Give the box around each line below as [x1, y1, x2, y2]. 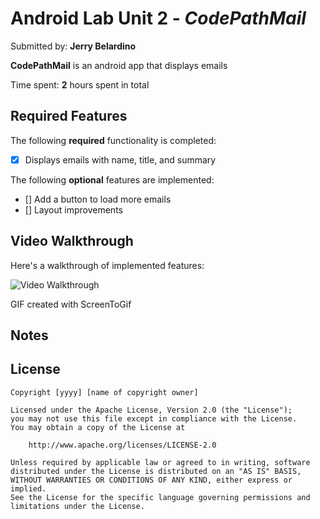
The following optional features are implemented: [10, 173, 215, 186]
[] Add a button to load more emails [24, 193, 172, 205]
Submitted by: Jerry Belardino [10, 40, 137, 52]
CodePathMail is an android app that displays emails [10, 59, 228, 71]
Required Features [10, 108, 128, 125]
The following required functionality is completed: [10, 134, 217, 146]
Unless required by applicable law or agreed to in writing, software [10, 457, 311, 467]
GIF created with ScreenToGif [10, 298, 132, 310]
